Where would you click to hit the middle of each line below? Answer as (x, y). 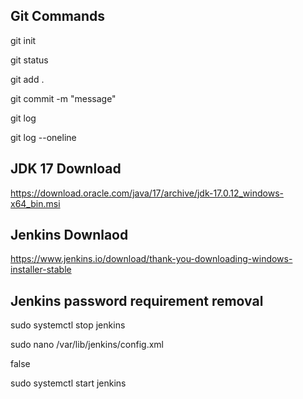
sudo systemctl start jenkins (68, 383)
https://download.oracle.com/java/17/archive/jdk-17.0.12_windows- (147, 193)
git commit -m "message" (63, 98)
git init (23, 40)
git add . (27, 79)
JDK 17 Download (66, 169)
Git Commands (58, 16)
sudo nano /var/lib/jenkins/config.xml (87, 345)
